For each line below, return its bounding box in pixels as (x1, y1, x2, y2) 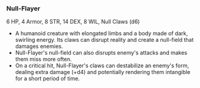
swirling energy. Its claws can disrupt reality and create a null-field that (15, 36, 194, 44)
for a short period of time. (15, 75, 80, 83)
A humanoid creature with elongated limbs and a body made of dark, (15, 30, 188, 37)
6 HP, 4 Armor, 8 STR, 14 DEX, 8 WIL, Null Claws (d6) (6, 18, 140, 25)
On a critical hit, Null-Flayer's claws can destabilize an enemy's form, (15, 62, 190, 69)
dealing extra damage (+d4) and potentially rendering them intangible (15, 69, 191, 76)
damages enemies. (15, 42, 63, 50)
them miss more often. (15, 56, 72, 63)
